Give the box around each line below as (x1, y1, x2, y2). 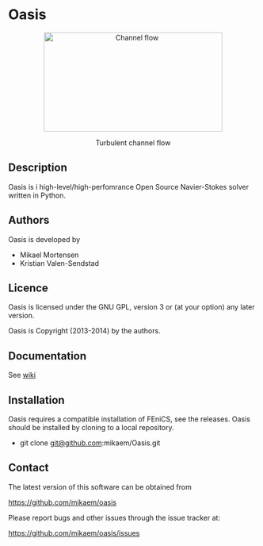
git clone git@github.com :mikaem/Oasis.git (19, 438, 161, 448)
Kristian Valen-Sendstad (19, 258, 99, 267)
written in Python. (8, 190, 66, 200)
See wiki (8, 371, 36, 380)
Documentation (8, 349, 87, 363)
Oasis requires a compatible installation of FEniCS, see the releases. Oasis (8, 414, 251, 424)
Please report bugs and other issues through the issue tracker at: (8, 513, 220, 522)
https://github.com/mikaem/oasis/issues (8, 528, 140, 537)
